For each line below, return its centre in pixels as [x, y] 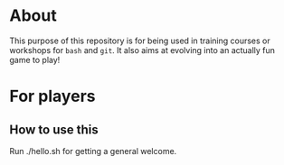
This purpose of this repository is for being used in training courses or [140, 41]
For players [52, 96]
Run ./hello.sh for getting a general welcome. [93, 151]
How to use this [54, 129]
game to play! [35, 60]
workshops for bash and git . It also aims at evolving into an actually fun [142, 50]
